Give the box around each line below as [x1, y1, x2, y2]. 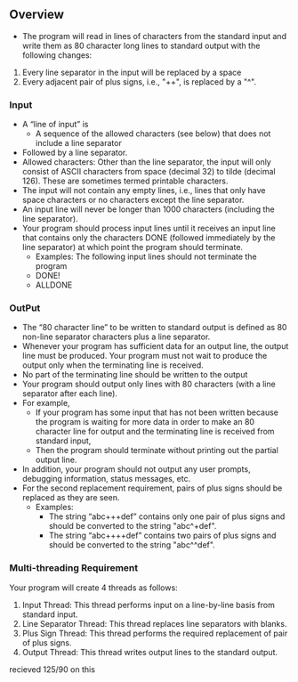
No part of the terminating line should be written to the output [21, 369, 248, 380]
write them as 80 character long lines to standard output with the [21, 40, 261, 51]
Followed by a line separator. [21, 147, 128, 158]
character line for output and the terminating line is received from [35, 426, 275, 437]
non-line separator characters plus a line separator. [21, 331, 211, 342]
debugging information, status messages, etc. [21, 474, 191, 484]
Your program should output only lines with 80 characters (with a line [21, 378, 276, 390]
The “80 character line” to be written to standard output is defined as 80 [21, 322, 287, 333]
